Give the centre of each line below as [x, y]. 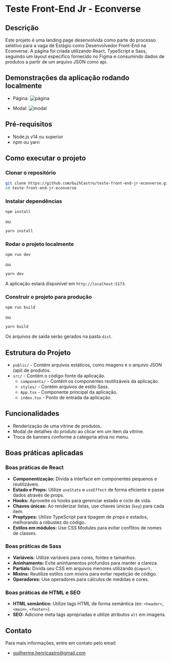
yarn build [17, 327]
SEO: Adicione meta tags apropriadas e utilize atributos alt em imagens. [89, 614]
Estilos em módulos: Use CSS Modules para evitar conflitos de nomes [87, 527]
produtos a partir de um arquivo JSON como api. [57, 62]
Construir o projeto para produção [49, 297]
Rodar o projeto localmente [40, 244]
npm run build [20, 308]
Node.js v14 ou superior [38, 137]
